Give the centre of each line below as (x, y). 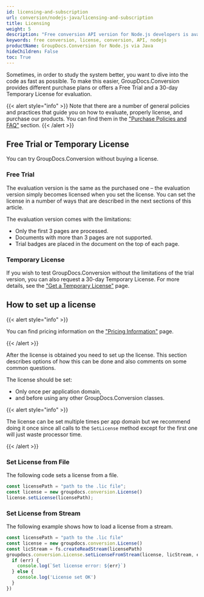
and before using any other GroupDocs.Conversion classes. (90, 398)
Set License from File (38, 462)
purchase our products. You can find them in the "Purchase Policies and (97, 119)
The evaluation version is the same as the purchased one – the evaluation (98, 188)
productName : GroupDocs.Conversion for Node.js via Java (80, 46)
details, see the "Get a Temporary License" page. (68, 286)
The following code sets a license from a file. (62, 475)
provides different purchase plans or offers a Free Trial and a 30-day (92, 87)
